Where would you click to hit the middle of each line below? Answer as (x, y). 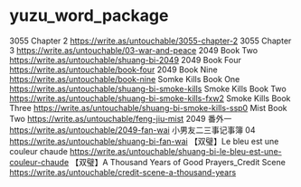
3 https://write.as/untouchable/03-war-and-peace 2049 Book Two (134, 50)
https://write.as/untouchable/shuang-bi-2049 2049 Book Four (126, 60)
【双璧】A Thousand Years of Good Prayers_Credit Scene (179, 162)
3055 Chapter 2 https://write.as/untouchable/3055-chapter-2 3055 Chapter (150, 41)
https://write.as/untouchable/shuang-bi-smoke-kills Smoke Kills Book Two (148, 89)
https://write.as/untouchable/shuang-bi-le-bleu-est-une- (175, 151)
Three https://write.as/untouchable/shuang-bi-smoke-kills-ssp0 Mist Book (148, 108)
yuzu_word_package (89, 16)
